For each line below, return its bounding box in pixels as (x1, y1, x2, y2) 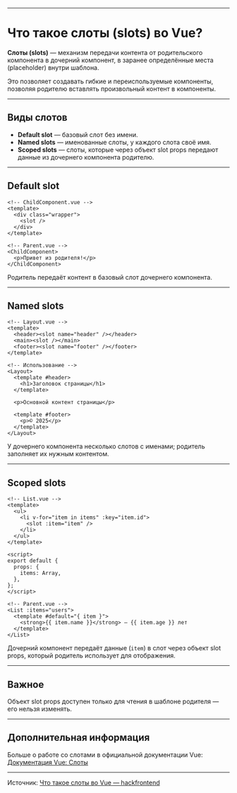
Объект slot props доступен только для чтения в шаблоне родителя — (7, 697, 219, 705)
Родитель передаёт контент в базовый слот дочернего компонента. (7, 273, 213, 281)
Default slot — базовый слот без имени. (17, 130, 138, 138)
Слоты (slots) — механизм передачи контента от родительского (7, 48, 203, 56)
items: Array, (20, 570, 61, 577)
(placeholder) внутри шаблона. (7, 63, 100, 71)
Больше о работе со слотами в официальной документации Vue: (7, 750, 203, 759)
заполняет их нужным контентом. (7, 450, 109, 458)
